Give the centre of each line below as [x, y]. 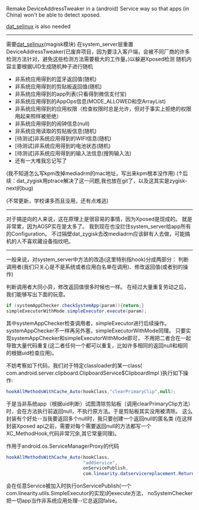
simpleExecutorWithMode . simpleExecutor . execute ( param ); [76, 311]
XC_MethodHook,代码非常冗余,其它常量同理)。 [63, 433]
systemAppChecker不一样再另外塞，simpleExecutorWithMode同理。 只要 [96, 330]
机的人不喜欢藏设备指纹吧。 [40, 241]
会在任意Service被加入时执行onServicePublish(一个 [69, 486]
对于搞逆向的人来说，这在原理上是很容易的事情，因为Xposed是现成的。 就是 [99, 219]
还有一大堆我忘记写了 [41, 161]
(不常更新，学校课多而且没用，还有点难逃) [57, 201]
